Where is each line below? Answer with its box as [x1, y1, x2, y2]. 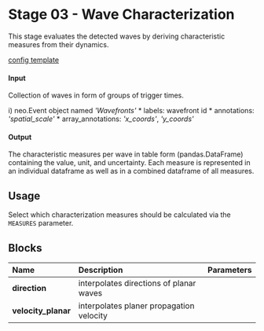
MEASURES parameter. [8, 219, 74, 228]
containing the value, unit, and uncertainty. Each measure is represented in [8, 158, 251, 167]
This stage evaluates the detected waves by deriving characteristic [8, 31, 225, 41]
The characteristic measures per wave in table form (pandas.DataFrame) [8, 149, 244, 159]
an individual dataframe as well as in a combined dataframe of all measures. [8, 167, 255, 176]
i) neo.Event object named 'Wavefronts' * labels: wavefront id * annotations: [8, 106, 255, 116]
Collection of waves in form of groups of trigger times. [8, 90, 185, 100]
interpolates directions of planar [78, 278, 196, 289]
